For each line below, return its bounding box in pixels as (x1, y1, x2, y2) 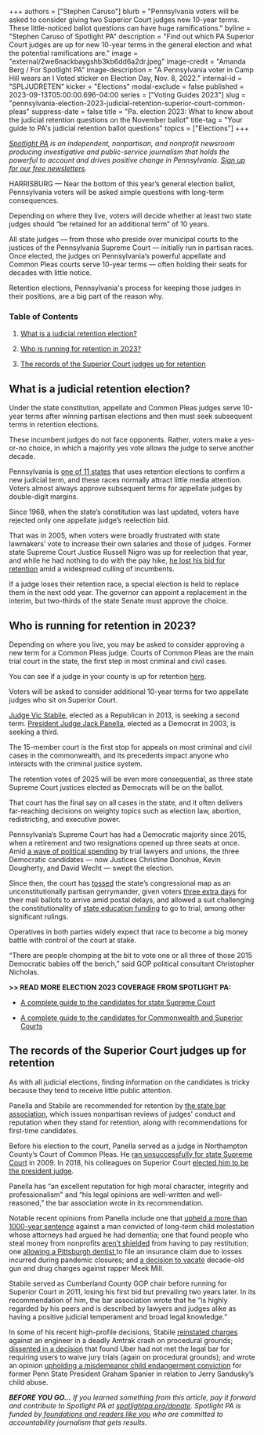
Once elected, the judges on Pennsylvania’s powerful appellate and (9, 251, 226, 260)
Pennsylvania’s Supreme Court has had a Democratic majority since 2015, (9, 829, 247, 839)
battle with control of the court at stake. (9, 935, 136, 945)
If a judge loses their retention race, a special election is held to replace (9, 579, 240, 589)
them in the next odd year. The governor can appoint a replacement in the (9, 588, 248, 597)
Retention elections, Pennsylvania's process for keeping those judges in (9, 283, 241, 292)
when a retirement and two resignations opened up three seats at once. (9, 838, 240, 847)
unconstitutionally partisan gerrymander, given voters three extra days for (9, 886, 248, 896)
